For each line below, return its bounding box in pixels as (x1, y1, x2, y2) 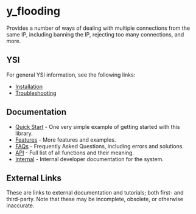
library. (15, 129, 33, 137)
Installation (15, 83, 43, 90)
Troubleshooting (15, 89, 57, 97)
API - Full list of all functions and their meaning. (15, 149, 134, 156)
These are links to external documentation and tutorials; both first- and (6, 189, 184, 196)
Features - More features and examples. (15, 136, 116, 143)
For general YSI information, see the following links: (6, 71, 136, 78)
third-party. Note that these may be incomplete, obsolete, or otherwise (6, 196, 184, 203)
